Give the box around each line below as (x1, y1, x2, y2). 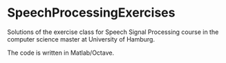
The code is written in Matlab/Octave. (7, 48, 115, 57)
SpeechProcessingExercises (7, 5, 176, 21)
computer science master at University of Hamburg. (7, 35, 156, 43)
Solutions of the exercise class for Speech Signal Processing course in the (7, 28, 219, 36)
